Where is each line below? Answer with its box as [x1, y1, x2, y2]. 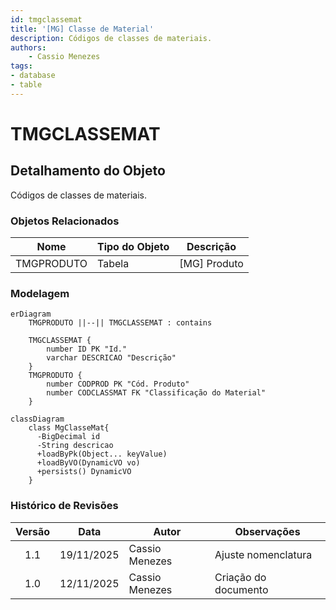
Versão [15, 524, 51, 538]
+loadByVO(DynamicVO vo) [36, 458, 141, 468]
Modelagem [10, 286, 70, 300]
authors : [10, 42, 47, 53]
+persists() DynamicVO [36, 467, 132, 477]
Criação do [214, 570, 267, 584]
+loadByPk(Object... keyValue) [36, 449, 168, 460]
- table [10, 80, 43, 90]
